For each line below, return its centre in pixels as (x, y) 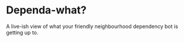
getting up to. (22, 32)
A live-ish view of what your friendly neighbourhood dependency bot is (92, 26)
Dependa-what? (46, 10)
